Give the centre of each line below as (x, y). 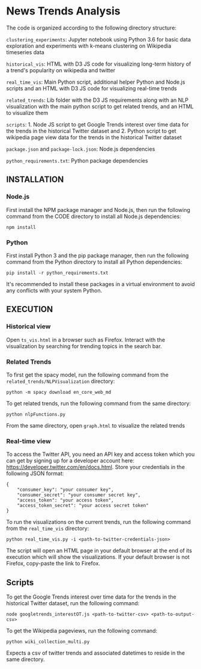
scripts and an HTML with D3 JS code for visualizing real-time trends (91, 88)
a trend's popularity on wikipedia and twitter (61, 70)
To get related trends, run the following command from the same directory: (98, 403)
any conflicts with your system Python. (54, 290)
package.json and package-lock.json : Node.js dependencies (81, 149)
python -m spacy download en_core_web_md (59, 392)
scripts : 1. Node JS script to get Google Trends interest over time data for (97, 124)
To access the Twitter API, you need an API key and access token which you (100, 454)
